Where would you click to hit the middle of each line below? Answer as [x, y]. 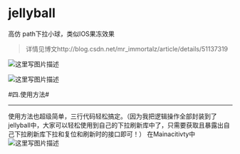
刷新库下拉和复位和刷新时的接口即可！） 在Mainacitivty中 [111, 134]
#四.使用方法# [28, 94]
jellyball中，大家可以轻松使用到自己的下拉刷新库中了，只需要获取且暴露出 [116, 125]
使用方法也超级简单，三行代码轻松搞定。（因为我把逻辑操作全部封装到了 [113, 116]
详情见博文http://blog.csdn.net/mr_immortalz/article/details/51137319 [127, 48]
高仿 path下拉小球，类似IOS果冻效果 [61, 34]
